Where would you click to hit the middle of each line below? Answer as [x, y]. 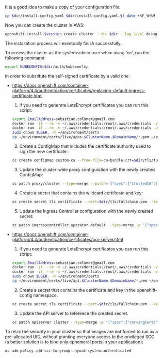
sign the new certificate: [43, 151]
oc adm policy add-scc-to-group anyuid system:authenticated [68, 351]
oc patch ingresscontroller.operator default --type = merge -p [76, 225]
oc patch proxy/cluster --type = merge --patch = [60, 184]
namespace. [46, 295]
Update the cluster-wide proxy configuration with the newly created [87, 170]
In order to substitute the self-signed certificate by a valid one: [67, 76]
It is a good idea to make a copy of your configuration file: [63, 7]
